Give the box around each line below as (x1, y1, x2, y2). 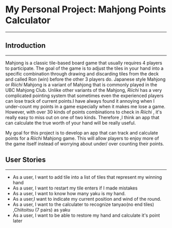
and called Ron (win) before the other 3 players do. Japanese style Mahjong (5, 76, 166, 82)
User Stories (5, 156, 46, 164)
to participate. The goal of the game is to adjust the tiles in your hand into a (5, 65, 164, 71)
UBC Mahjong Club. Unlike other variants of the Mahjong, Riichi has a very (5, 87, 162, 93)
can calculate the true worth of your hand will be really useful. (5, 120, 136, 126)
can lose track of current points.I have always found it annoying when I (5, 98, 155, 104)
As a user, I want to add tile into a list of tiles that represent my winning (12, 174, 162, 180)
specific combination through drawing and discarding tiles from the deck (5, 70, 159, 77)
